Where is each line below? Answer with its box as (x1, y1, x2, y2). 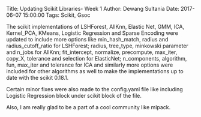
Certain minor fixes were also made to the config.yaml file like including (6, 86, 183, 92)
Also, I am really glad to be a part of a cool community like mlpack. (6, 104, 171, 110)
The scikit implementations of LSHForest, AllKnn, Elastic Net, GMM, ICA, (6, 23, 185, 30)
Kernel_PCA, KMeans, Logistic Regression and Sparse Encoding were (6, 29, 179, 37)
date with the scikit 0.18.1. (6, 74, 69, 81)
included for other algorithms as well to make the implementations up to (6, 68, 184, 74)
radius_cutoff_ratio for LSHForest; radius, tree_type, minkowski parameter (6, 42, 189, 49)
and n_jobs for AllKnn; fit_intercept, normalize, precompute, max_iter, (6, 49, 178, 56)
